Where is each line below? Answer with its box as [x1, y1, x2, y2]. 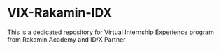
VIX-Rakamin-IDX [7, 5, 113, 21]
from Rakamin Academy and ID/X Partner [7, 35, 126, 43]
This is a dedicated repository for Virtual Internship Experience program [7, 28, 215, 36]
